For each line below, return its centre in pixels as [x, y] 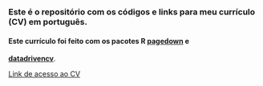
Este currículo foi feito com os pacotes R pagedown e [99, 41]
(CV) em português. [48, 21]
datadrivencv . [32, 59]
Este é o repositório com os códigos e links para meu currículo [132, 12]
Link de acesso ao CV [45, 74]
